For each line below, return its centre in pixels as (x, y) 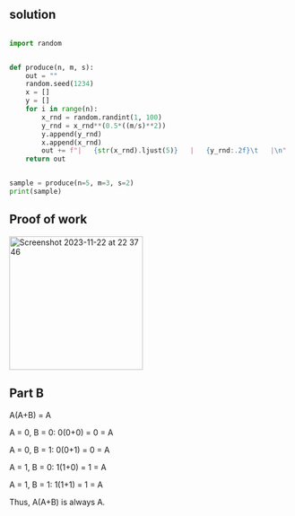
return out (46, 159)
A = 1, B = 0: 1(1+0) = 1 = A (58, 467)
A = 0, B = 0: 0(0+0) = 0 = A (61, 432)
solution (33, 15)
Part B (27, 394)
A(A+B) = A (30, 415)
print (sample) (36, 192)
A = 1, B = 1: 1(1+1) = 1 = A (56, 485)
